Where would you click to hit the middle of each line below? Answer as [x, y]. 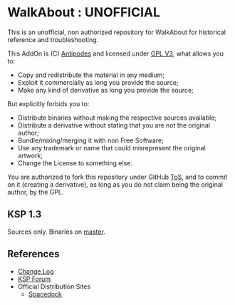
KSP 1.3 [25, 214]
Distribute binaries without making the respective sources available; [117, 118]
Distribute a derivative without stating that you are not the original [114, 125]
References [33, 254]
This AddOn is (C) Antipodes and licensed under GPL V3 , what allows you [116, 53]
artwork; [30, 155]
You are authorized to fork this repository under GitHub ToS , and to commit [117, 177]
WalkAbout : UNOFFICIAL [84, 12]
